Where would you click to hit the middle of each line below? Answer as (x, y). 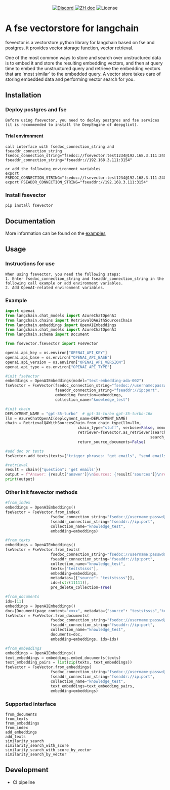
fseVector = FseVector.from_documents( (47, 615)
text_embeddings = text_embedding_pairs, (93, 686)
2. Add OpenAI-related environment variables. (55, 288)
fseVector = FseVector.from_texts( (43, 550)
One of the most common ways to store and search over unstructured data (83, 57)
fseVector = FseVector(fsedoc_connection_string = (59, 386)
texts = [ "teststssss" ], (74, 568)
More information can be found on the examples (55, 233)
